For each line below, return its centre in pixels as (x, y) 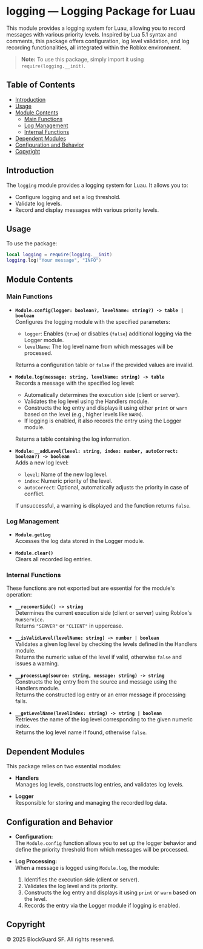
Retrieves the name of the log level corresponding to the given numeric (104, 720)
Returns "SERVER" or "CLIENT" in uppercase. (69, 626)
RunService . (29, 620)
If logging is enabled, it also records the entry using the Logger (103, 421)
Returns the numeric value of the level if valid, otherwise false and (98, 657)
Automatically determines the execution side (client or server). (102, 394)
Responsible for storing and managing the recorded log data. (91, 803)
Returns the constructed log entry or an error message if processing (100, 695)
